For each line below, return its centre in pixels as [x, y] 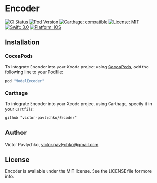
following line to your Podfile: [34, 72]
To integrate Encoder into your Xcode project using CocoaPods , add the [77, 67]
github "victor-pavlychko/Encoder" [41, 118]
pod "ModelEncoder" [25, 81]
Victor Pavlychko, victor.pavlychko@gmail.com [52, 144]
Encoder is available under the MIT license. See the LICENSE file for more [78, 171]
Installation [22, 42]
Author [16, 133]
